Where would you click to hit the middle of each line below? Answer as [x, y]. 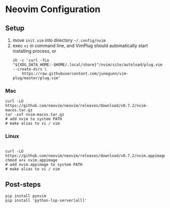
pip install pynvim [26, 196]
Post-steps [23, 184]
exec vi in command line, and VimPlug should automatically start [80, 46]
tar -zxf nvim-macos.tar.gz [35, 115]
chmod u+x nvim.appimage [31, 160]
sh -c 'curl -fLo [31, 60]
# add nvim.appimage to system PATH [44, 164]
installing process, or [34, 51]
